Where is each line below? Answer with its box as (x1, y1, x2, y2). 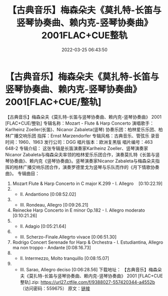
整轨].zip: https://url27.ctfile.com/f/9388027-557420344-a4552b (20, 279, 155, 285)
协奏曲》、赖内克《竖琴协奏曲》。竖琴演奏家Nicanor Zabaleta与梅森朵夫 (9, 158, 156, 164)
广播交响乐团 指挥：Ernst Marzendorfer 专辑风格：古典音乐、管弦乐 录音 (9, 133, 160, 139)
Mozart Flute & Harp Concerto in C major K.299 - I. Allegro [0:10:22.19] (12, 180, 162, 186)
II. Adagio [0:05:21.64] (20, 223, 66, 229)
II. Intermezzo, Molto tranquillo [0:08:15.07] (20, 255, 110, 261)
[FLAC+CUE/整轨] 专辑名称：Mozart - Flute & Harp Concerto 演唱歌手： (5, 120, 154, 126)
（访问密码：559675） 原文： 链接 (20, 285, 91, 291)
